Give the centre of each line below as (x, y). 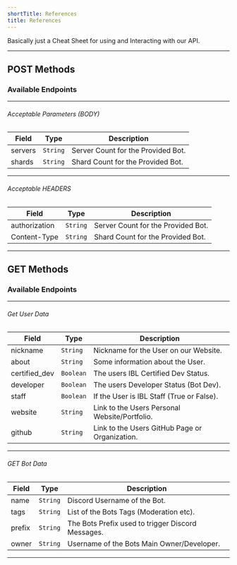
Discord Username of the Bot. (116, 500)
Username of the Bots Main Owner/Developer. (144, 543)
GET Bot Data (27, 464)
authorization (33, 225)
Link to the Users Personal (137, 408)
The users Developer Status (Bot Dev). (157, 385)
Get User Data (28, 314)
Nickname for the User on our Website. (158, 350)
